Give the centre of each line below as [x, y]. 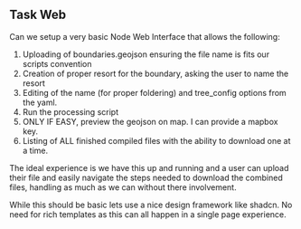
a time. [35, 150]
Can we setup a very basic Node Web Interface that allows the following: [145, 36]
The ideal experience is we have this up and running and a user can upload [149, 167]
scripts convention [57, 63]
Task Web [38, 15]
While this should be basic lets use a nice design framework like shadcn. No [151, 205]
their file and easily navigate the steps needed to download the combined [146, 177]
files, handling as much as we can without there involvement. [123, 187]
